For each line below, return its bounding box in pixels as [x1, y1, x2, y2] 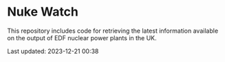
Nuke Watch [7, 4, 79, 20]
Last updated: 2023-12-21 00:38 [7, 47, 99, 55]
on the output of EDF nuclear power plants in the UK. [7, 33, 157, 42]
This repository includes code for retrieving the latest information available [7, 27, 219, 35]
